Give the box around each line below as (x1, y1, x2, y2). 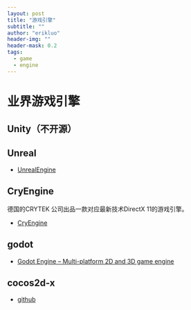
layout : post (7, 10, 45, 17)
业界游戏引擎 (7, 93, 81, 109)
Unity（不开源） (7, 123, 77, 135)
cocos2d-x (7, 277, 55, 289)
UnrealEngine (17, 165, 57, 174)
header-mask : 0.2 (7, 42, 57, 49)
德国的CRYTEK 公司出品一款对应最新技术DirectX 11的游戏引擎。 (7, 205, 188, 213)
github (17, 295, 36, 304)
